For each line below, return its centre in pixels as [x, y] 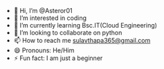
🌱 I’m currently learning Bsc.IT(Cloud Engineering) [85, 25]
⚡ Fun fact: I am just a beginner [58, 58]
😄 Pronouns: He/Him [44, 50]
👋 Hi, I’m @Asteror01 [43, 11]
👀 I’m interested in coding [50, 18]
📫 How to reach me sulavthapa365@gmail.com [82, 40]
